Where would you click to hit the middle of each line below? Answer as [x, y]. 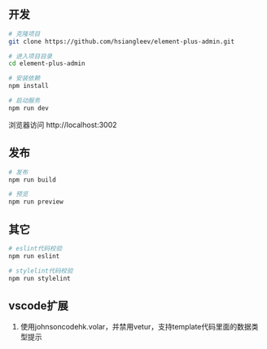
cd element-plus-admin [47, 63]
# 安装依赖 [24, 79]
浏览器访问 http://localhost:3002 [63, 124]
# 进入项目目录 [31, 56]
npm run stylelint [39, 278]
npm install [28, 86]
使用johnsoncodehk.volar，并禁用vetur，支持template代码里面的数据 [136, 327]
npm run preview [36, 202]
